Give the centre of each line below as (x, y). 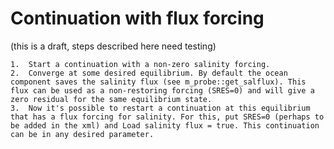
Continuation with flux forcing (137, 18)
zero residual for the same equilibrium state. (111, 99)
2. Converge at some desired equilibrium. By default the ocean (149, 73)
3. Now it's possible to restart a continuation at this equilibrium (160, 108)
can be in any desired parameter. (82, 134)
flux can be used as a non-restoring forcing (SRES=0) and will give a (162, 90)
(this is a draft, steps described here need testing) (113, 46)
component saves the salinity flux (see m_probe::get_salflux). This (158, 82)
